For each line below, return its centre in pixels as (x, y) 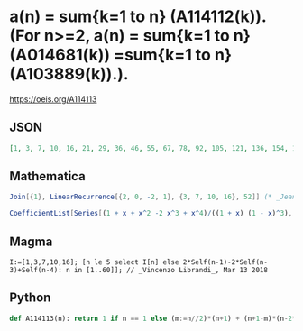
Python (30, 298)
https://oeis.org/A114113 (53, 99)
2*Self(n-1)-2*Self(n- (225, 262)
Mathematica (47, 176)
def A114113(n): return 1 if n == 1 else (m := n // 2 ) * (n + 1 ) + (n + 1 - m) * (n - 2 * (153, 318)
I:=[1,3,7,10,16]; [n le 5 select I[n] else (94, 262)
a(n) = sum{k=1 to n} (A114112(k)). (138, 17)
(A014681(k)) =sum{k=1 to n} (121, 55)
